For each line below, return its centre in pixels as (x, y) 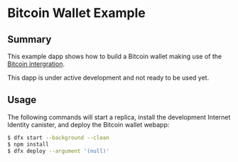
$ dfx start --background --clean (59, 137)
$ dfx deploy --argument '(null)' (59, 151)
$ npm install (28, 144)
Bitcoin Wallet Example (76, 13)
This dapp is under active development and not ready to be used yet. (108, 77)
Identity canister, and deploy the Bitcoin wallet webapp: (88, 124)
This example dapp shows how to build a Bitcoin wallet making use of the (115, 56)
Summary (29, 39)
